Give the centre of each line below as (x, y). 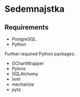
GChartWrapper (28, 63)
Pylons (19, 68)
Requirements (27, 27)
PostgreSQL (24, 39)
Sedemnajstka (35, 9)
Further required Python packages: (40, 54)
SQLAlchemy (25, 74)
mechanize (23, 84)
